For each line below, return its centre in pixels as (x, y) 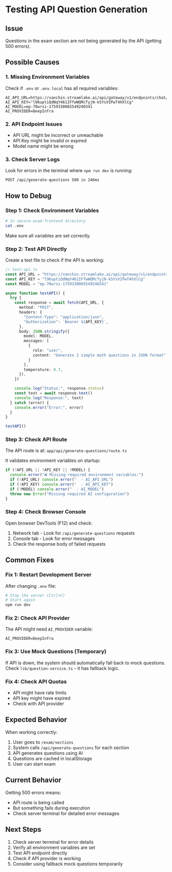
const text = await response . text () (54, 393)
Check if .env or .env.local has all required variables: (62, 88)
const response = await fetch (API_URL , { (59, 303)
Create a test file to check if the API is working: (55, 260)
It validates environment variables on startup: (53, 460)
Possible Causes (33, 62)
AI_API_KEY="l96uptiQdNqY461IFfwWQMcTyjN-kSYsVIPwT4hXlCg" (70, 102)
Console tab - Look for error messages (54, 539)
